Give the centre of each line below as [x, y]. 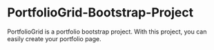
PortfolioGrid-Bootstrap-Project [100, 13]
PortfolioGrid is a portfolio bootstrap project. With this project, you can [107, 32]
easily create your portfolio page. [54, 38]
